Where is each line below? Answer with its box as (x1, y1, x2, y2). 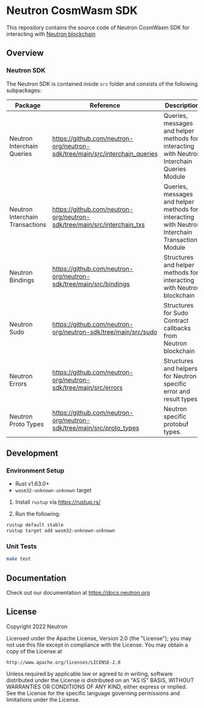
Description (165, 101, 200, 110)
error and (163, 387, 191, 395)
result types (163, 394, 198, 403)
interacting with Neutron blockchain (6, 30, 96, 37)
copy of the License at (6, 647, 63, 655)
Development (6, 448, 59, 459)
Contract (163, 316, 189, 325)
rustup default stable (6, 522, 64, 528)
